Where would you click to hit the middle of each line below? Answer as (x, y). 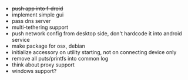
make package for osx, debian (48, 46)
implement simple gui (38, 15)
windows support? (34, 71)
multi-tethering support (40, 27)
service (21, 40)
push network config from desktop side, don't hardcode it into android (97, 34)
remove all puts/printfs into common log (60, 59)
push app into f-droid (37, 9)
